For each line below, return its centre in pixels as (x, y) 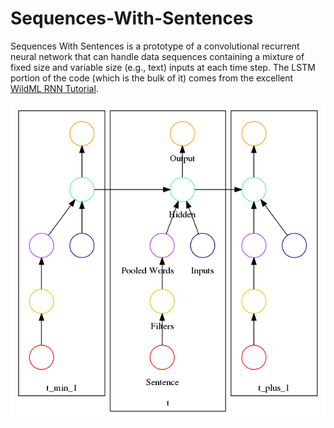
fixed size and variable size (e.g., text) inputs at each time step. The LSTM (163, 67)
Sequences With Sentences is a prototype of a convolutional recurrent (155, 46)
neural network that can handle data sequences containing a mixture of (157, 56)
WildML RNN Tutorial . (54, 88)
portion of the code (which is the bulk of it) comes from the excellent (152, 78)
